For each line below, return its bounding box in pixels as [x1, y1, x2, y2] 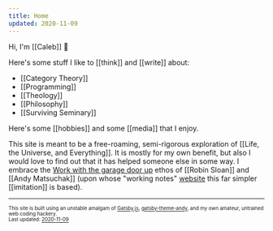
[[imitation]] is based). [8, 182, 83, 191]
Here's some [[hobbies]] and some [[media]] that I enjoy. [8, 123, 199, 133]
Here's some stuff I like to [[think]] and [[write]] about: [8, 58, 189, 67]
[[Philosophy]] [19, 99, 68, 109]
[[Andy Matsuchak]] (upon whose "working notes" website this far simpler [8, 173, 258, 183]
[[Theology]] [19, 90, 63, 100]
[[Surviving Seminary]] [19, 107, 97, 118]
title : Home [8, 11, 49, 20]
